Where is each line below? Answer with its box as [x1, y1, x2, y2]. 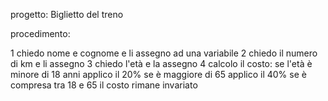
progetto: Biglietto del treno [10, 9, 124, 20]
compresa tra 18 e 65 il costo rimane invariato [10, 79, 198, 91]
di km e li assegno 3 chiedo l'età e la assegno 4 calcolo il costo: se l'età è [10, 58, 313, 69]
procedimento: [10, 28, 71, 39]
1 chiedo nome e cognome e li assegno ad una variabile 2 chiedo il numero [10, 47, 318, 59]
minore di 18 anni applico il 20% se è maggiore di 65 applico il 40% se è [10, 69, 307, 80]
